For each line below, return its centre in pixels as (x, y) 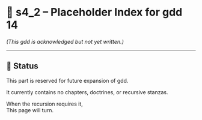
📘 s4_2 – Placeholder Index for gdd (94, 12)
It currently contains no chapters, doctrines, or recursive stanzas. (87, 92)
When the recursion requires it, (44, 104)
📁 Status (23, 66)
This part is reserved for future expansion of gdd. (67, 80)
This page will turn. (30, 110)
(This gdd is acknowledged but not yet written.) (65, 41)
